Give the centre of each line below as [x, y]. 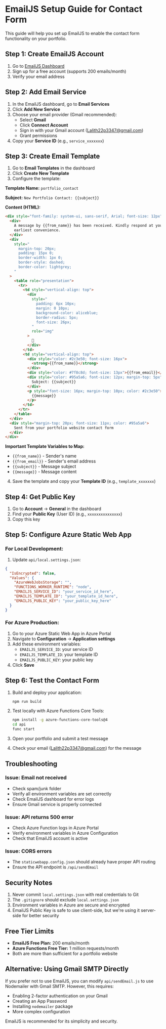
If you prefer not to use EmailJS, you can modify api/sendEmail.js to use [80, 981]
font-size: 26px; [54, 322]
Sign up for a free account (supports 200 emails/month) [69, 71]
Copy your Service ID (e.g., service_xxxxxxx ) [58, 141]
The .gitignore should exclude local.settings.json [66, 900]
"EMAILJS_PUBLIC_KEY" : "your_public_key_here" [63, 601]
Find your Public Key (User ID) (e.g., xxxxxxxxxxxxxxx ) [67, 514]
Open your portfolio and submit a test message [60, 739]
